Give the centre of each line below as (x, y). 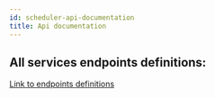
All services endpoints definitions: (108, 62)
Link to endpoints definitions (62, 84)
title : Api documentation (58, 26)
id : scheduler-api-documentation (72, 18)
